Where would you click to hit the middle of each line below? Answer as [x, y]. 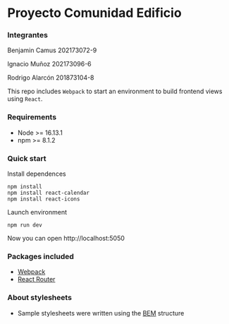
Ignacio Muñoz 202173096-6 [49, 64]
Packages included [41, 257]
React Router [36, 280]
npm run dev [25, 225]
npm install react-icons [44, 199]
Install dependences [37, 174]
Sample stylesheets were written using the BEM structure [101, 313]
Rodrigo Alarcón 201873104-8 [51, 78]
